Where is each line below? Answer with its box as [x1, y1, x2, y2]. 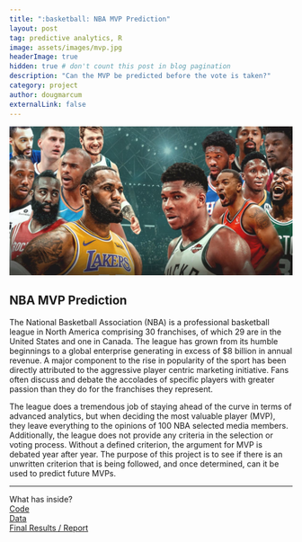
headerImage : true [9, 52, 78, 62]
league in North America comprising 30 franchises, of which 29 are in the [9, 326, 281, 337]
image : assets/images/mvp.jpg [9, 43, 123, 52]
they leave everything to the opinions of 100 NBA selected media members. [9, 420, 289, 431]
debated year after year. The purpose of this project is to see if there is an [9, 449, 283, 459]
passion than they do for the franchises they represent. [9, 383, 214, 395]
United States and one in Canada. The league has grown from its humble [9, 335, 279, 346]
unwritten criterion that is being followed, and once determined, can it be [9, 458, 280, 469]
